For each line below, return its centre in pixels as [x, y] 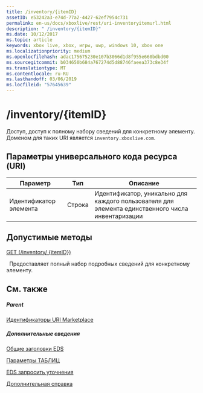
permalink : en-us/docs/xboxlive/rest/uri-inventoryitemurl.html [89, 23]
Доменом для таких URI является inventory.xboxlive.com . [81, 138]
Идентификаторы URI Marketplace [50, 319]
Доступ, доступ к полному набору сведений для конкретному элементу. [101, 131]
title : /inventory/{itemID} [42, 12]
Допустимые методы [49, 238]
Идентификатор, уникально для [141, 193]
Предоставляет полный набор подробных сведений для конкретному [99, 264]
